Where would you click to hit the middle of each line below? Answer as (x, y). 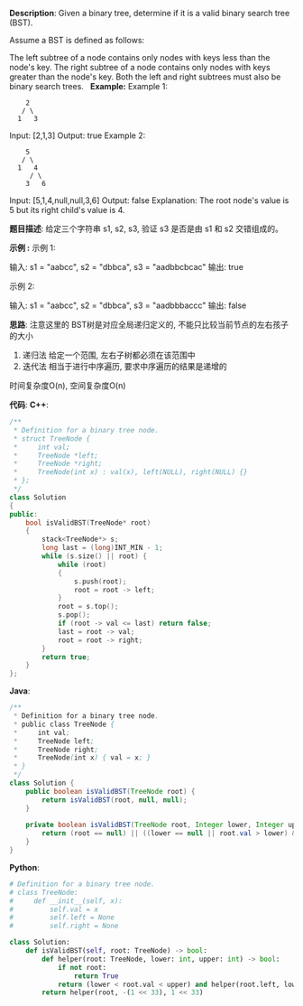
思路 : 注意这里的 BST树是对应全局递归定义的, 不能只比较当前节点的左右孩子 (149, 325)
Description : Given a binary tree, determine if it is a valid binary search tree (150, 13)
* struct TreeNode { (52, 438)
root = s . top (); (88, 607)
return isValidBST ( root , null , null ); (115, 800)
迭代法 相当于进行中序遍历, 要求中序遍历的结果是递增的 (124, 366)
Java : (20, 691)
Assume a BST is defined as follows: (77, 40)
